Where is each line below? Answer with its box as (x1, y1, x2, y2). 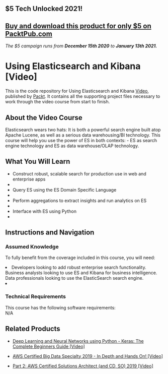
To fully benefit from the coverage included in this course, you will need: (5, 255, 155, 261)
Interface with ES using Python (12, 208, 77, 214)
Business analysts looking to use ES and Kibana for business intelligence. (5, 270, 157, 276)
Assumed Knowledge (5, 243, 59, 251)
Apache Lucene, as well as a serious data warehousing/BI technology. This (5, 132, 161, 138)
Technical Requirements (5, 293, 66, 300)
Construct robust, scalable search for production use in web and (12, 170, 147, 176)
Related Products (5, 325, 60, 333)
